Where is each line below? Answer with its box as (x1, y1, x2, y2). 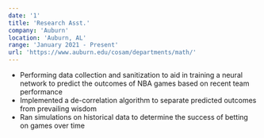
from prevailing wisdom (19, 104, 98, 113)
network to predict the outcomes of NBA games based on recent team (19, 79, 250, 88)
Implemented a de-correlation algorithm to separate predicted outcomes (19, 96, 257, 105)
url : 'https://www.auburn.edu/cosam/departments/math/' (8, 48, 197, 56)
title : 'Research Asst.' (8, 19, 90, 27)
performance (19, 87, 63, 96)
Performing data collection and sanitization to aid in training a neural (19, 71, 243, 79)
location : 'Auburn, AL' (8, 33, 87, 42)
